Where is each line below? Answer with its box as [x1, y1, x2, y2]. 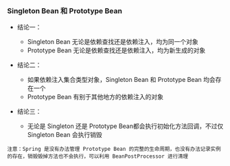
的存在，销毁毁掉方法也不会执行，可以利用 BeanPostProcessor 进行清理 [7, 153, 189, 160]
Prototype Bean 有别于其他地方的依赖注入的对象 [27, 93, 163, 101]
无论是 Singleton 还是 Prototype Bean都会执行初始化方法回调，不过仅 [27, 122, 224, 130]
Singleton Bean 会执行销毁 [27, 131, 102, 139]
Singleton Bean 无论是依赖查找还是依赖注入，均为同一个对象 [27, 38, 198, 46]
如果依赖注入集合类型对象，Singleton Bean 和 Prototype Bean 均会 [27, 76, 216, 84]
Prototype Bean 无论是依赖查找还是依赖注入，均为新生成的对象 [27, 46, 206, 54]
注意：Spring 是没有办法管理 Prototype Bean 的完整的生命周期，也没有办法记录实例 [7, 146, 221, 153]
